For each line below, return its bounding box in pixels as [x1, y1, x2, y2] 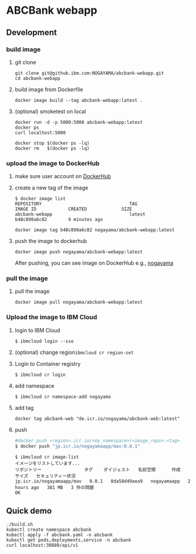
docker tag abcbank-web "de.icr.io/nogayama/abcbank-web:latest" [14, 415, 180, 422]
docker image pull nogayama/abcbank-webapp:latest [14, 299, 143, 306]
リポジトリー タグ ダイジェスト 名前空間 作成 [14, 466, 181, 472]
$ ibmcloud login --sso [14, 338, 74, 344]
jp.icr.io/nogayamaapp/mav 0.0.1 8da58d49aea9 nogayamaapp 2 [14, 478, 191, 484]
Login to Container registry [14, 360, 81, 367]
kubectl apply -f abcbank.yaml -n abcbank [6, 532, 113, 538]
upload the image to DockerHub [6, 159, 100, 167]
